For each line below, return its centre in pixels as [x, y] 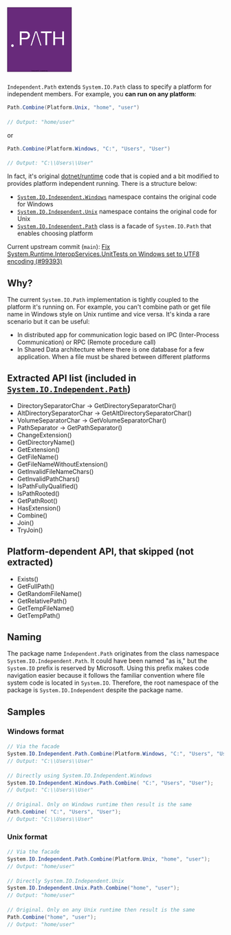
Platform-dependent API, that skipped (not [100, 551]
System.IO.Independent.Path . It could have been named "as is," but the [107, 661]
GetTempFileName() [45, 608]
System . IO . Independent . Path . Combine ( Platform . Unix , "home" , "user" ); [109, 859]
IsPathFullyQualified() [47, 486]
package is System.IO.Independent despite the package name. [95, 690]
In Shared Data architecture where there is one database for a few [111, 350]
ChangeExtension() [44, 435]
